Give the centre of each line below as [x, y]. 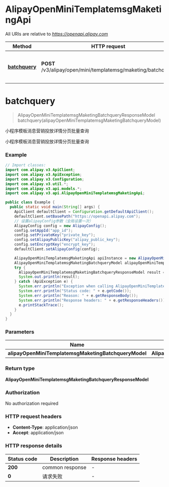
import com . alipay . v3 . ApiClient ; [40, 170]
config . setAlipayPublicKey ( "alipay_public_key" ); [67, 240]
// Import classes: [26, 165]
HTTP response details [34, 446]
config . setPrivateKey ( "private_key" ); [55, 235]
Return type [20, 368]
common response [64, 467]
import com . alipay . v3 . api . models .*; [44, 189]
